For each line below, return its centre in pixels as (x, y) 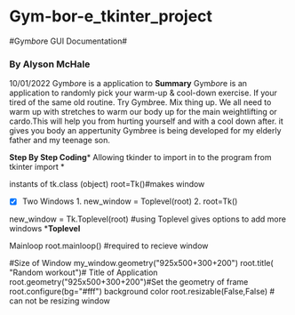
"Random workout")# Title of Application (84, 272)
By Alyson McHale (50, 64)
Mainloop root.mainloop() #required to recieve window (109, 246)
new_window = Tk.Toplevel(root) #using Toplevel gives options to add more (148, 219)
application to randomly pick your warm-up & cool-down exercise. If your (144, 93)
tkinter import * (37, 167)
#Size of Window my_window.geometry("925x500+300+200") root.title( (141, 263)
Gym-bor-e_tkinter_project (111, 16)
